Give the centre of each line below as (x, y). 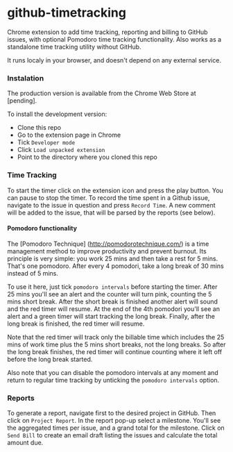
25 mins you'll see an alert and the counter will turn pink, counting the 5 (110, 294)
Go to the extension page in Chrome (69, 135)
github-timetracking (67, 13)
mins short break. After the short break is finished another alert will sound (113, 301)
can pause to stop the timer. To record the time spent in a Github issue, (109, 198)
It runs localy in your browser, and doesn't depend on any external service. (114, 60)
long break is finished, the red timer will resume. (76, 324)
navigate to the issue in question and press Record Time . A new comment (111, 205)
